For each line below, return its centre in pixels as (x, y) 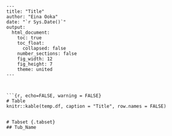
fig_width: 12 (35, 59)
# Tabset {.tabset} (31, 122)
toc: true (30, 38)
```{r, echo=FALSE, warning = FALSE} (54, 96)
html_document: (31, 32)
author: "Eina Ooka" (32, 17)
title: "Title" (25, 11)
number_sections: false (47, 54)
